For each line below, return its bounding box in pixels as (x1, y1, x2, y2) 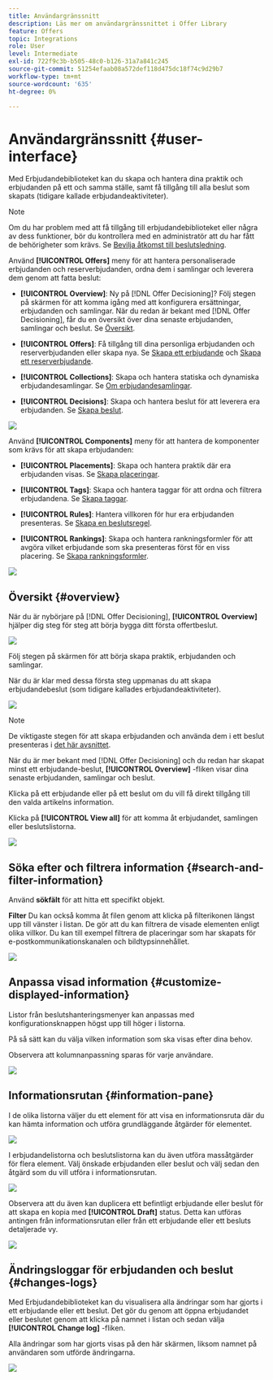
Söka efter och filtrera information (8, 860, 184, 875)
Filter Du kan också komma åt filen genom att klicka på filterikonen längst (8, 911, 255, 920)
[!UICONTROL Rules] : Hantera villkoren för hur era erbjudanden (19, 509, 234, 519)
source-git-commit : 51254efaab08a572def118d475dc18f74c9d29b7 (8, 65, 223, 73)
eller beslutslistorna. (8, 822, 76, 832)
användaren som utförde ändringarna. (8, 1347, 136, 1357)
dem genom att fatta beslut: (8, 273, 102, 283)
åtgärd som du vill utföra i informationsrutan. (8, 1167, 157, 1177)
